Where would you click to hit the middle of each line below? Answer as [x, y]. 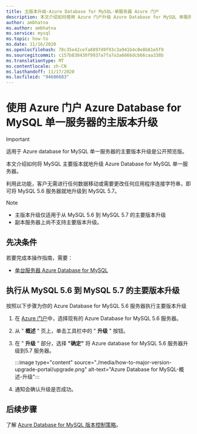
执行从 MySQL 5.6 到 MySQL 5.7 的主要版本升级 [93, 290]
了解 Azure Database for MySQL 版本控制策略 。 [64, 425]
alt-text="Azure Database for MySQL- [133, 369]
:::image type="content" [44, 362]
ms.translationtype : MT [35, 60]
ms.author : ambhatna [31, 28]
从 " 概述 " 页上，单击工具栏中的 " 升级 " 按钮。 [72, 331]
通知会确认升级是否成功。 [45, 389]
